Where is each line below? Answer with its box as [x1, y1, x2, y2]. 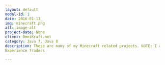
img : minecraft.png [5, 21, 45, 26]
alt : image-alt [5, 25, 36, 30]
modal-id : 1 [5, 12, 29, 17]
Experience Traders [5, 48, 45, 53]
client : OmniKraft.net [5, 35, 52, 40]
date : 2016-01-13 [5, 16, 41, 21]
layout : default [5, 7, 38, 12]
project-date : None [5, 30, 45, 35]
